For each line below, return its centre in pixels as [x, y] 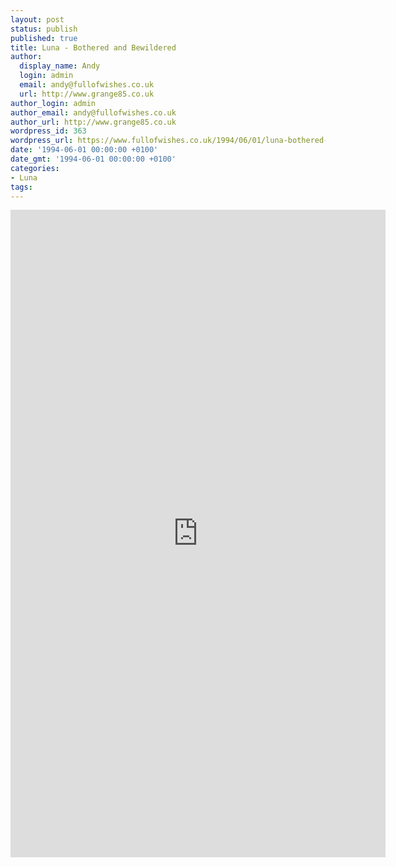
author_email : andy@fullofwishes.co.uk [93, 112]
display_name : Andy [60, 66]
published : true [44, 38]
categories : [35, 168]
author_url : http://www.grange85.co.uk [93, 122]
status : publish [44, 29]
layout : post [37, 19]
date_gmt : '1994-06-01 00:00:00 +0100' [93, 159]
